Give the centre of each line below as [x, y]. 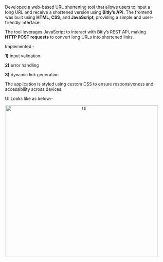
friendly [13, 22]
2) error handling [22, 65]
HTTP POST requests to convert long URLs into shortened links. [70, 37]
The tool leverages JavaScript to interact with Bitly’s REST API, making [75, 32]
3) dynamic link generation [32, 74]
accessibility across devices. [34, 89]
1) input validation [23, 56]
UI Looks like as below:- [29, 98]
